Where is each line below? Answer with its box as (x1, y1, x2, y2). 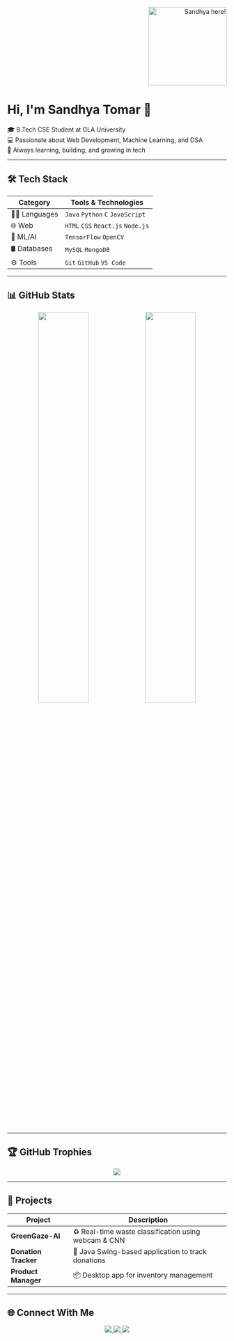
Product (10, 1267, 38, 1277)
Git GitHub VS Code (65, 258, 127, 267)
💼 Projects (7, 1194, 53, 1206)
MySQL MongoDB (65, 246, 110, 254)
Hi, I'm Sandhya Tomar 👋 (7, 102, 152, 118)
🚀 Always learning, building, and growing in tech (7, 146, 146, 154)
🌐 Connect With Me (7, 1306, 95, 1319)
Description (128, 1215, 169, 1225)
